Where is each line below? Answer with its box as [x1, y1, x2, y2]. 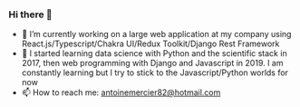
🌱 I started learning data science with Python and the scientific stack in [21, 48, 287, 59]
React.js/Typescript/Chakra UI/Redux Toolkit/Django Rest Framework [21, 38, 280, 49]
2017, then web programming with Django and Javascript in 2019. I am [21, 58, 284, 69]
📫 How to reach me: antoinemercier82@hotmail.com [21, 87, 221, 98]
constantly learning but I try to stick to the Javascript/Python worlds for [21, 67, 289, 78]
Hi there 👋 [8, 8, 53, 21]
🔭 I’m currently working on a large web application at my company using [21, 29, 292, 40]
